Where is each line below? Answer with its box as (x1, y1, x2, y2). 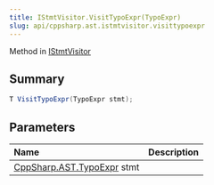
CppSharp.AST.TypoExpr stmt (13, 161, 140, 173)
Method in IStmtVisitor (9, 45, 92, 56)
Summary (9, 71, 65, 86)
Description (148, 146, 199, 158)
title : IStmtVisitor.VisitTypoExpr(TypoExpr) (9, 12, 181, 22)
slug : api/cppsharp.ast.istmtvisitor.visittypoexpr (9, 21, 205, 30)
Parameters (9, 119, 76, 134)
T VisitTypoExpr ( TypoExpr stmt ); (9, 95, 134, 104)
